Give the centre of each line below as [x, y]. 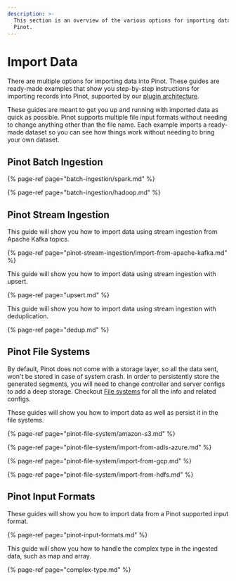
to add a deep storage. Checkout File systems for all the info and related [112, 391]
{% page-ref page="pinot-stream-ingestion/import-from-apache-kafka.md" [117, 252]
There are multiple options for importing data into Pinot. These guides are [113, 81]
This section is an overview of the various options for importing [114, 20]
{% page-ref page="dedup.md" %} [58, 330]
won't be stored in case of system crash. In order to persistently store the [113, 376]
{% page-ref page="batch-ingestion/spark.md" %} [81, 179]
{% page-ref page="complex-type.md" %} [69, 569]
